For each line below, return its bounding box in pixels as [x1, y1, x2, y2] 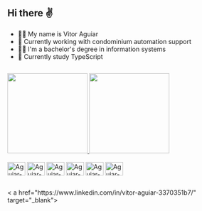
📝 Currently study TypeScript [17, 52, 103, 60]
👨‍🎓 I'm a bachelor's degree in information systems [17, 45, 166, 53]
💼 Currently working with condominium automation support [17, 37, 192, 45]
